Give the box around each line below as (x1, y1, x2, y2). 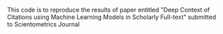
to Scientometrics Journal (7, 20, 80, 28)
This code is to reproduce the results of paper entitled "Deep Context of (7, 6, 210, 14)
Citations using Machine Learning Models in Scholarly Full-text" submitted (7, 13, 217, 21)
